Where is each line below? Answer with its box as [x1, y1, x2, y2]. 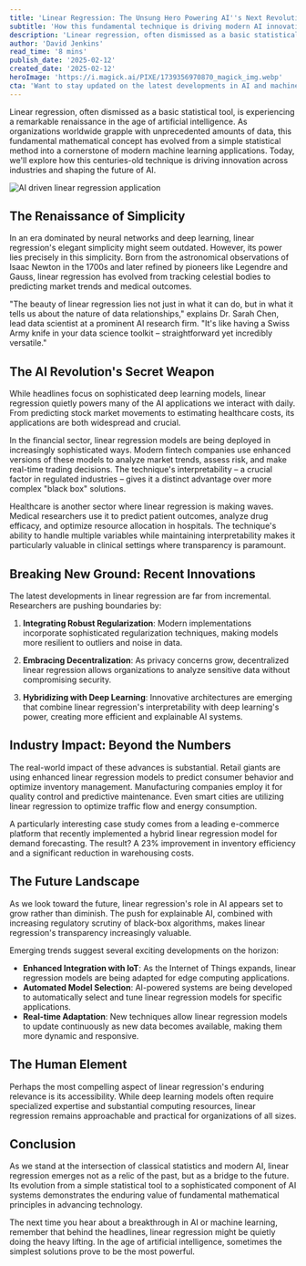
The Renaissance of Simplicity [9, 209, 186, 224]
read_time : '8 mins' [9, 47, 88, 57]
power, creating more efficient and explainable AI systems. [22, 711, 243, 722]
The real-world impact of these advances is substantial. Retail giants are [9, 762, 280, 773]
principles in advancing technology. [9, 1199, 143, 1210]
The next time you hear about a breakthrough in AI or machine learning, [9, 1217, 278, 1228]
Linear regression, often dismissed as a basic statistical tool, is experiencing [9, 106, 295, 117]
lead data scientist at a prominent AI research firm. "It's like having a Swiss [9, 318, 290, 329]
